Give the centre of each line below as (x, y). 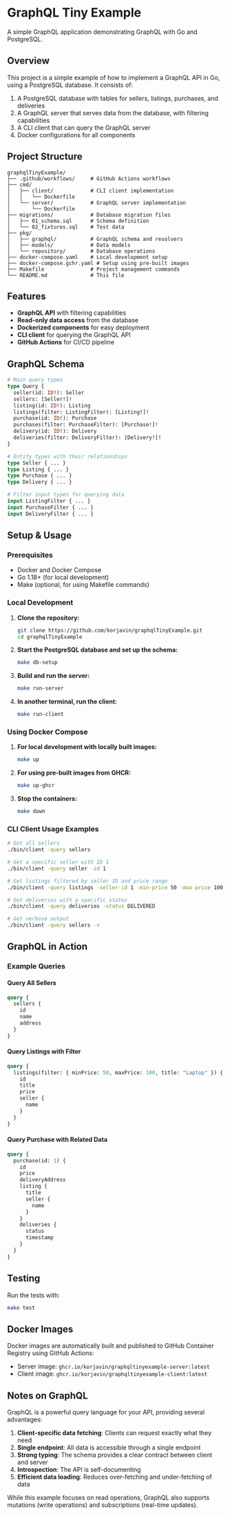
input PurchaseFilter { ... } (51, 507)
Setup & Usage (40, 535)
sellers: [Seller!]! (43, 399)
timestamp (39, 1238)
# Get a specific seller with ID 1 (58, 862)
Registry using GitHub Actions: (51, 1353)
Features (27, 296)
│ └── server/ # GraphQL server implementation (97, 203)
